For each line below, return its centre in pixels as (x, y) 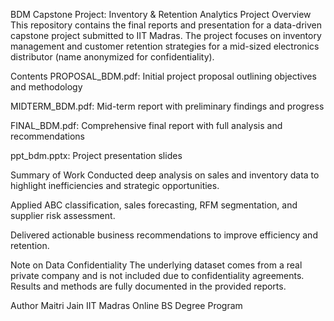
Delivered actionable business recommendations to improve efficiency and (164, 235)
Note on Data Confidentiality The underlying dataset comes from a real (156, 265)
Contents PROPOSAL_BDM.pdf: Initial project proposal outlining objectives (163, 76)
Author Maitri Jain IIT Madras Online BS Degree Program (126, 305)
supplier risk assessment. (63, 215)
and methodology (46, 87)
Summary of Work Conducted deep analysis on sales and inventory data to (165, 175)
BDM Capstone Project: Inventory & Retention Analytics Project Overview (161, 14)
